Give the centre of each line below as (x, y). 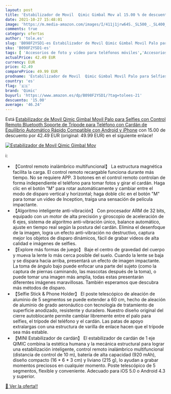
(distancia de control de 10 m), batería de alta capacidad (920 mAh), (84, 355)
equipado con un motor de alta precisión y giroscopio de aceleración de (88, 217)
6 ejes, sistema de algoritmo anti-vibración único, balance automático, (86, 222)
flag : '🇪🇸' (18, 86)
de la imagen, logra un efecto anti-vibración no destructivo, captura (83, 233)
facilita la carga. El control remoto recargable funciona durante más (83, 172)
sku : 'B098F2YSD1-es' (28, 48)
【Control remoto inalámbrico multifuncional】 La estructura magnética (87, 167)
